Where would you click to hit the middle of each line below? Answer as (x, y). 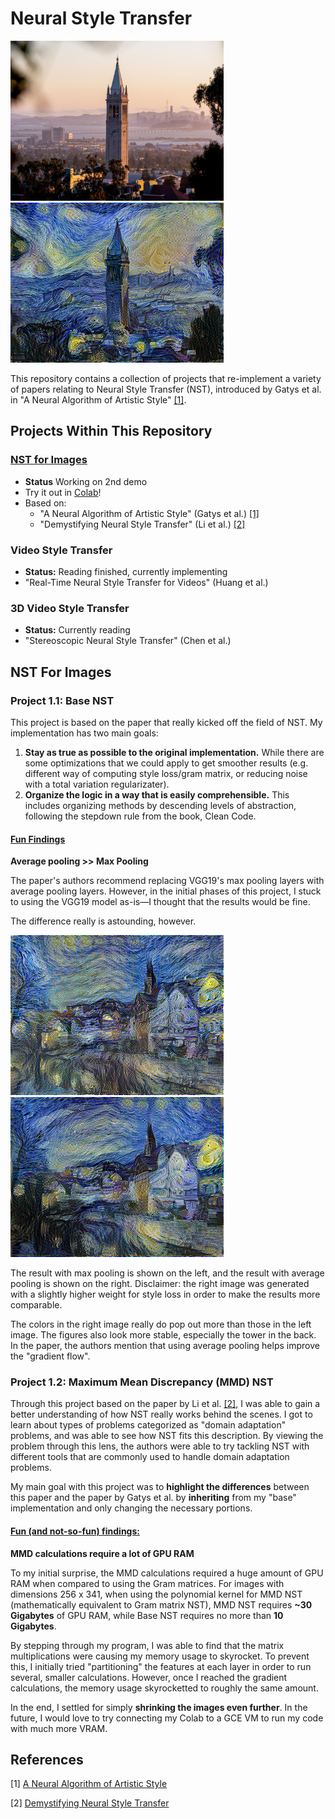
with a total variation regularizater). (97, 784)
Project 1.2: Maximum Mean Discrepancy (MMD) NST (142, 1382)
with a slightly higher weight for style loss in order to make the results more (165, 1294)
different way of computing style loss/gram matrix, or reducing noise (166, 773)
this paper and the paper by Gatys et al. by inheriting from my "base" (153, 1498)
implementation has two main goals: (84, 733)
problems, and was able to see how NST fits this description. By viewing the (167, 1436)
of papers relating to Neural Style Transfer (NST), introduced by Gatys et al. (166, 389)
